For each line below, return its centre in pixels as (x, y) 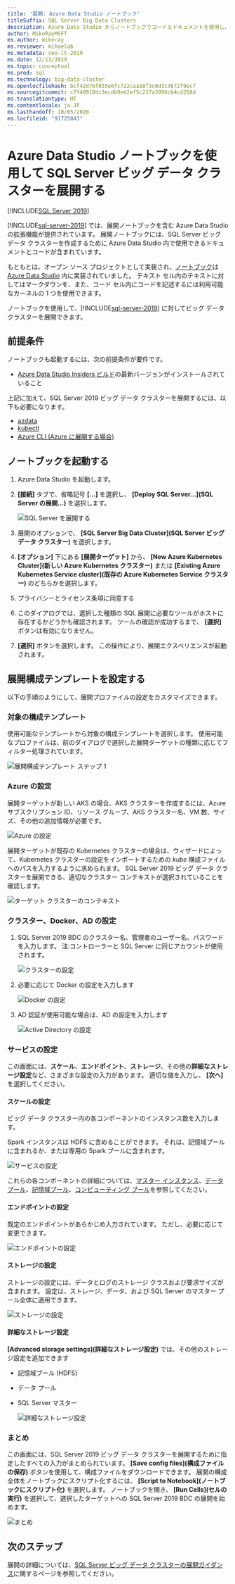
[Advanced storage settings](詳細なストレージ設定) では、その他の (105, 1349)
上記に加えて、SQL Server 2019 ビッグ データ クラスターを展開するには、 (114, 398)
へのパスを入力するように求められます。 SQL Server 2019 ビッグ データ (111, 868)
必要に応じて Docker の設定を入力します (76, 985)
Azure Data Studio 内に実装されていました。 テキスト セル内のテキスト (109, 275)
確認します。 (26, 886)
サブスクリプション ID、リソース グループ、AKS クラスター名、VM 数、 (110, 812)
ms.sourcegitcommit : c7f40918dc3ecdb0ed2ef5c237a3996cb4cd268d (102, 92)
